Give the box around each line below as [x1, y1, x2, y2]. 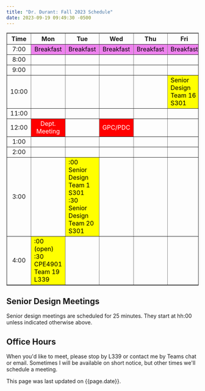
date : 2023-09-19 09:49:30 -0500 [6, 15, 92, 21]
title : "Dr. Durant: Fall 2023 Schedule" [6, 9, 113, 15]
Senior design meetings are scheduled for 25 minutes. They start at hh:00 [6, 312, 192, 320]
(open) [34, 244, 54, 253]
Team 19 [34, 267, 60, 276]
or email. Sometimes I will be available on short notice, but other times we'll [6, 359, 196, 367]
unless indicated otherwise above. [6, 319, 93, 326]
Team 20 [68, 219, 95, 227]
